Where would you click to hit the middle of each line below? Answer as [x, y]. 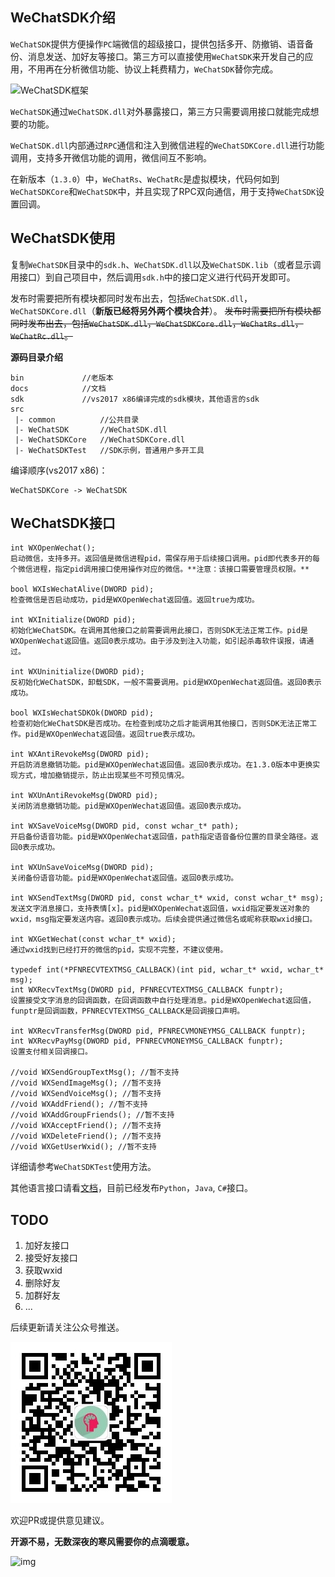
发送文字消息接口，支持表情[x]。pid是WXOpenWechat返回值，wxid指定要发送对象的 [160, 909]
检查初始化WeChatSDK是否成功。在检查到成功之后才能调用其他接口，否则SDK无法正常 [160, 724]
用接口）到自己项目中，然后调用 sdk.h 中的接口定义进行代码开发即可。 [153, 277]
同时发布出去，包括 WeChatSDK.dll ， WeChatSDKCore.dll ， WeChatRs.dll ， [157, 323]
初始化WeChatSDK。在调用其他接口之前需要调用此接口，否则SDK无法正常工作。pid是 [159, 631]
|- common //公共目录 [77, 419]
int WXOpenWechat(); [53, 548]
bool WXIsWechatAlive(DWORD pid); [82, 589]
